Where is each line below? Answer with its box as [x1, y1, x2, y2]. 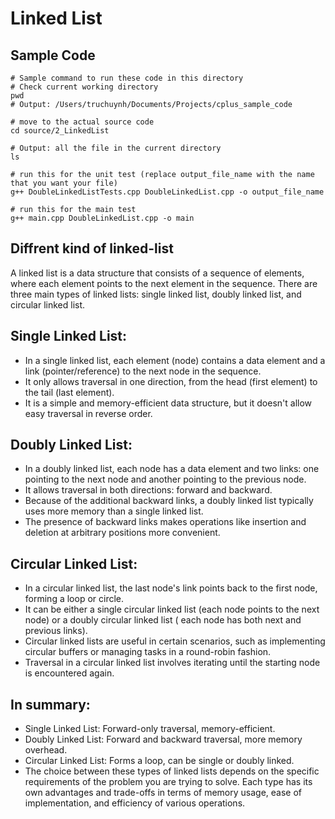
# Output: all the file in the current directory [10, 143, 222, 153]
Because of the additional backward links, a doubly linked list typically [24, 495, 314, 507]
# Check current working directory [10, 82, 159, 92]
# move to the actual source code [10, 117, 155, 127]
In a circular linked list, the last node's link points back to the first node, [24, 582, 318, 594]
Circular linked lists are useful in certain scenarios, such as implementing [24, 635, 326, 647]
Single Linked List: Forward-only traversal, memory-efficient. [24, 723, 276, 735]
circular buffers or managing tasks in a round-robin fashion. [24, 646, 272, 658]
